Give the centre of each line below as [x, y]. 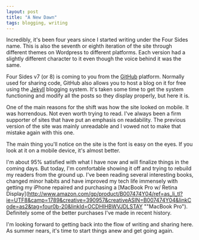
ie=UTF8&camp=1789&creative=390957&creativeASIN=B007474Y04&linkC [99, 200]
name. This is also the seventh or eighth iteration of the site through [89, 46]
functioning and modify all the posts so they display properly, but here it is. [98, 96]
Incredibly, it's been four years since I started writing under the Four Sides [97, 40]
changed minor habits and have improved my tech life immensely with [92, 181]
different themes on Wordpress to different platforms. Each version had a [96, 53]
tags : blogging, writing [37, 23]
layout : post [22, 12]
